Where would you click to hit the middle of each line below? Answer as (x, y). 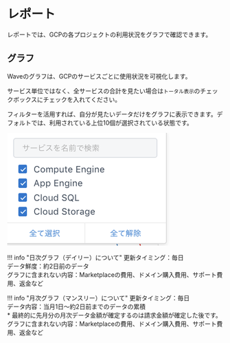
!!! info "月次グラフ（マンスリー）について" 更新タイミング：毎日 (99, 298)
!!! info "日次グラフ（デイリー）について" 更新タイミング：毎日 (95, 257)
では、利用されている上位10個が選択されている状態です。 (112, 123)
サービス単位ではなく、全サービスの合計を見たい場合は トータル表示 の (104, 91)
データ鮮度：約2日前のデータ (48, 266)
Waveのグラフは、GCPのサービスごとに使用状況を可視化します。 (99, 76)
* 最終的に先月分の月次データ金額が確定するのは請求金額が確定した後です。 (114, 315)
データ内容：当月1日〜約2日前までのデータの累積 (77, 306)
